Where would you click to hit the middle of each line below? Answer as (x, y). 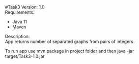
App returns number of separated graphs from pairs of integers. (70, 42)
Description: (17, 36)
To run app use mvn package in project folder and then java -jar (69, 51)
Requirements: (20, 12)
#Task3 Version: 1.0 (25, 7)
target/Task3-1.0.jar (25, 56)
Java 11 (19, 22)
